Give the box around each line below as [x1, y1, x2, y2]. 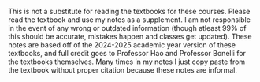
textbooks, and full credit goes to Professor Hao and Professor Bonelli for [8, 49, 247, 58]
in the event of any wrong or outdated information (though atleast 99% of [8, 24, 247, 32]
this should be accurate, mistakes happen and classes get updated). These [8, 32, 252, 41]
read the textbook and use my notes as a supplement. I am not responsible [8, 15, 251, 24]
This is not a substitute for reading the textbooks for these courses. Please [8, 7, 251, 16]
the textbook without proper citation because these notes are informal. [8, 65, 238, 74]
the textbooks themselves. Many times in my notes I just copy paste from [8, 57, 246, 66]
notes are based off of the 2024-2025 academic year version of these [8, 40, 236, 50]
